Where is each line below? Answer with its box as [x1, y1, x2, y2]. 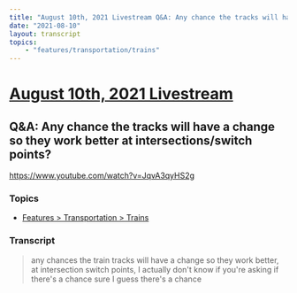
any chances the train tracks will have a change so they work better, [30, 254, 279, 266]
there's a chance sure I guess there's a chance [30, 274, 202, 284]
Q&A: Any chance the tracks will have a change [9, 119, 276, 134]
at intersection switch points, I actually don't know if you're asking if [30, 264, 279, 274]
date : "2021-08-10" [9, 21, 81, 30]
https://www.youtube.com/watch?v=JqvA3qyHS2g [9, 170, 195, 181]
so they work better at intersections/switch [9, 133, 253, 148]
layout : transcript [9, 29, 81, 38]
